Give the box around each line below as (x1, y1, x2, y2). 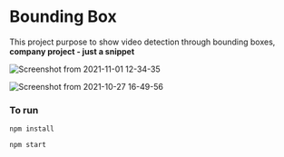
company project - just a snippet (9, 45, 135, 56)
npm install (9, 124, 54, 133)
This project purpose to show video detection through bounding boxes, (9, 36, 276, 47)
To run (9, 103, 39, 116)
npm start (9, 141, 47, 150)
